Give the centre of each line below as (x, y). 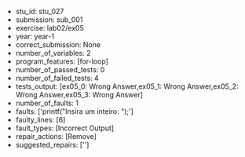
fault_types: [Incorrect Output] (65, 128)
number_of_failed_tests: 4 (57, 78)
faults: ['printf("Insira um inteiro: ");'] (74, 111)
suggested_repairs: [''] (52, 145)
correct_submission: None (58, 45)
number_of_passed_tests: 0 (60, 69)
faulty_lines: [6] (40, 120)
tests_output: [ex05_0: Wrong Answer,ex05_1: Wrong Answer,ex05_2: (127, 86)
